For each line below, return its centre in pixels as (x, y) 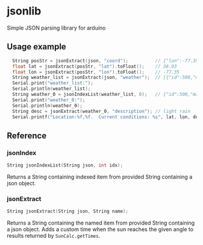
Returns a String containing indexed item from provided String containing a (100, 177)
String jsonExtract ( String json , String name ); (68, 212)
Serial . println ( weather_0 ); (48, 106)
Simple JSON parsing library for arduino (56, 28)
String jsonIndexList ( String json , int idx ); (65, 165)
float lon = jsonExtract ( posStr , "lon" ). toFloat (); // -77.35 (96, 72)
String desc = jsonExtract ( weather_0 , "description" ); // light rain (101, 111)
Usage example (37, 47)
